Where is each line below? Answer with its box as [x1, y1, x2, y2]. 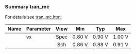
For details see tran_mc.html [5, 14, 62, 20]
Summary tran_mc [5, 3, 50, 10]
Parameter [26, 25, 51, 32]
